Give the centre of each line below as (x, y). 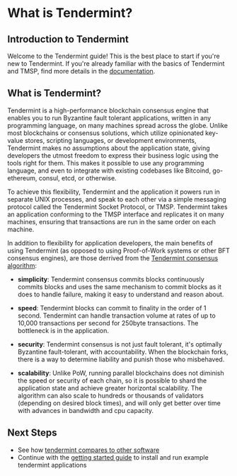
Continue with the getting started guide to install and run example (113, 457)
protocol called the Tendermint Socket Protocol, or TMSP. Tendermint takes (117, 207)
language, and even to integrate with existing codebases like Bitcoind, (109, 170)
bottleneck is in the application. (63, 330)
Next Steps (32, 433)
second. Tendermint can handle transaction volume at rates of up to (116, 315)
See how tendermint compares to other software (88, 450)
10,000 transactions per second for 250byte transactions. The (108, 323)
